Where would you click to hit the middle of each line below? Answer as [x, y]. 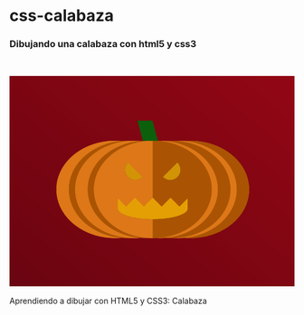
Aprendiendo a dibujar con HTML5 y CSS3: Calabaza [109, 301]
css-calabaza [62, 16]
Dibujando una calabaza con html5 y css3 [103, 44]
